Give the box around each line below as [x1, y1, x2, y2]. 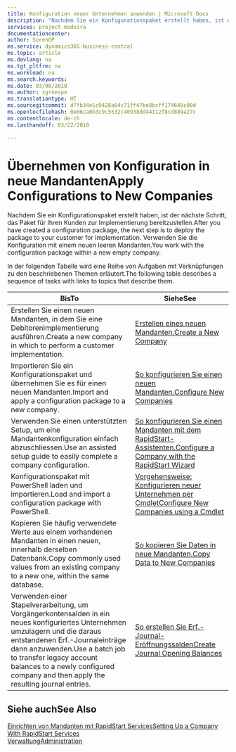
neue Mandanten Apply [7, 173, 144, 189]
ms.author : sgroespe [7, 89, 68, 96]
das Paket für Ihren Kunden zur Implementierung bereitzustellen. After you [7, 219, 221, 227]
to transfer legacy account [11, 653, 98, 663]
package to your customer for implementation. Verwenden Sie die [7, 234, 198, 242]
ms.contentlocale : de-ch [7, 115, 80, 122]
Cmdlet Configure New [135, 498, 209, 508]
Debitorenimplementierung [11, 323, 100, 333]
